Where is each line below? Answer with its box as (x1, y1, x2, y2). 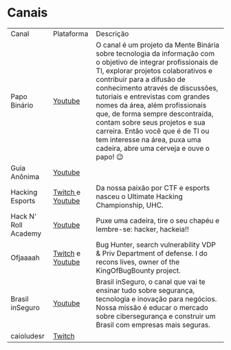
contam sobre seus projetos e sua (96, 117, 206, 127)
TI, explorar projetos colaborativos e (96, 65, 213, 75)
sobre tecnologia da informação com (96, 48, 215, 58)
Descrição (96, 29, 129, 39)
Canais (7, 5, 48, 21)
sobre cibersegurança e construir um (96, 311, 216, 321)
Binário (10, 100, 34, 110)
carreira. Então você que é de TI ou (96, 126, 210, 136)
